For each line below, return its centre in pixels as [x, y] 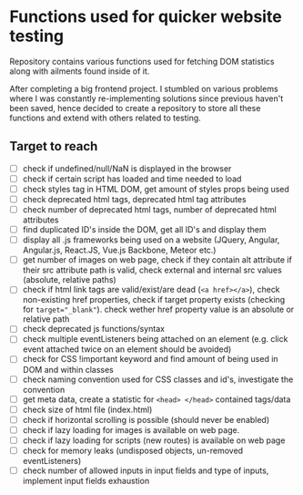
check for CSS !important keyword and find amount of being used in [151, 359]
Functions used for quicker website [146, 17]
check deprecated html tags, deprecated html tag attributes [135, 199]
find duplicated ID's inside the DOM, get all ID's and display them [144, 230]
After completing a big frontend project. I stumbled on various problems [144, 88]
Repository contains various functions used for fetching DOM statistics [142, 61]
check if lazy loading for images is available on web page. [131, 429]
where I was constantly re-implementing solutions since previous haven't [146, 98]
